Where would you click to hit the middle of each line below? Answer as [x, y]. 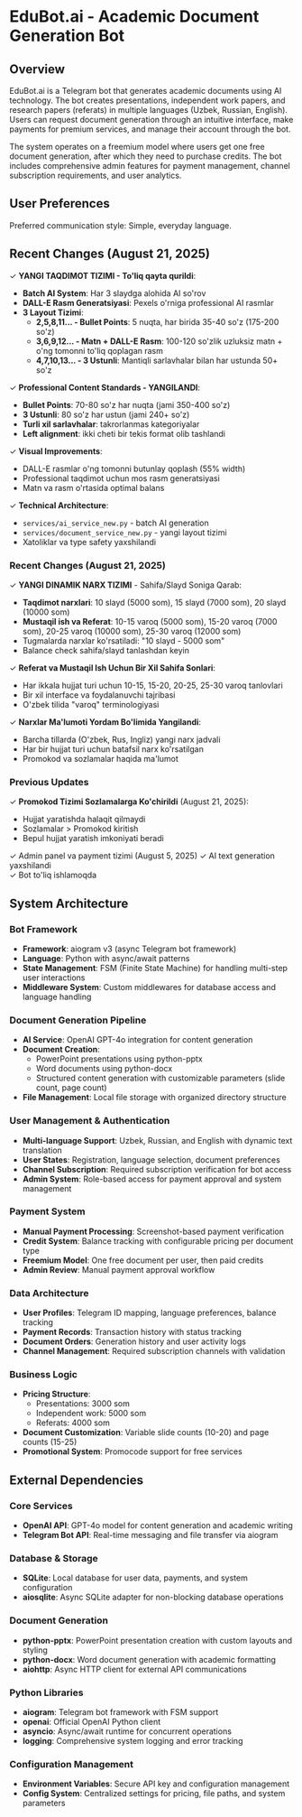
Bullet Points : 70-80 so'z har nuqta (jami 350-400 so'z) [126, 404]
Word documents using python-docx [104, 1069]
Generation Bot [67, 36]
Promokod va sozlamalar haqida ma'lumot [100, 758]
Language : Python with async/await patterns [106, 958]
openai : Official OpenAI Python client [91, 1721]
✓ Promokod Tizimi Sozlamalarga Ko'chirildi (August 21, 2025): [129, 802]
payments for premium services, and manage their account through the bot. [150, 129]
